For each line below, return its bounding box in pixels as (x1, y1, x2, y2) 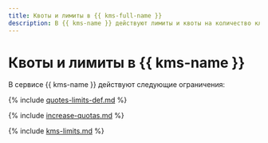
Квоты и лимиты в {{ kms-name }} (8, 54, 246, 72)
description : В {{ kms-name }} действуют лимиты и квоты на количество (8, 19, 251, 27)
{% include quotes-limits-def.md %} (8, 95, 128, 105)
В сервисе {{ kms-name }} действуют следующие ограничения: (8, 80, 226, 89)
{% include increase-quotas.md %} (8, 111, 125, 121)
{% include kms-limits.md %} (8, 126, 105, 136)
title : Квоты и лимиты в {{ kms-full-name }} (8, 11, 162, 20)
